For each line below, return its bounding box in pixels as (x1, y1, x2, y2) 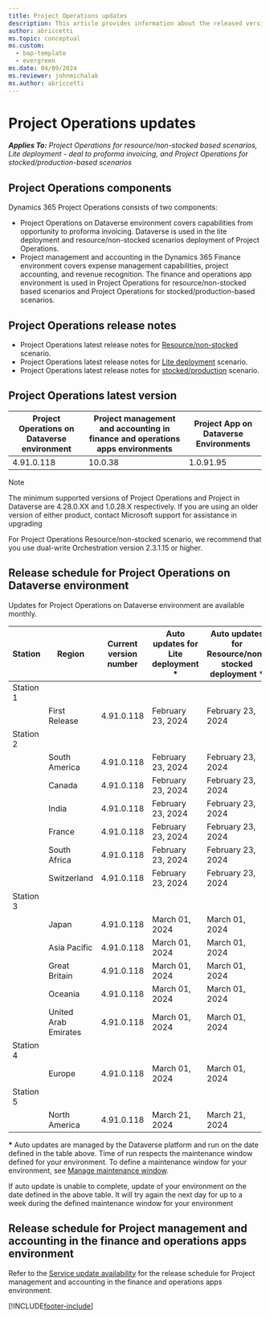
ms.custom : (8, 42, 45, 50)
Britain (47, 970, 73, 981)
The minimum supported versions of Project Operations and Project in (8, 493, 240, 502)
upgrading (8, 518, 43, 528)
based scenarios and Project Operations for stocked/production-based (19, 287, 256, 297)
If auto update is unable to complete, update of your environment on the (8, 1181, 247, 1191)
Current (107, 638, 138, 649)
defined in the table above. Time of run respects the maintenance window (8, 1148, 253, 1158)
